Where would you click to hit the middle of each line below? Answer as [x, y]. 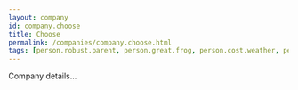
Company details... [43, 76]
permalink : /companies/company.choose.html [90, 42]
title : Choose [35, 34]
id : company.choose [44, 26]
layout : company [38, 17]
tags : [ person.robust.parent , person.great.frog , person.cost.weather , [144, 51]
